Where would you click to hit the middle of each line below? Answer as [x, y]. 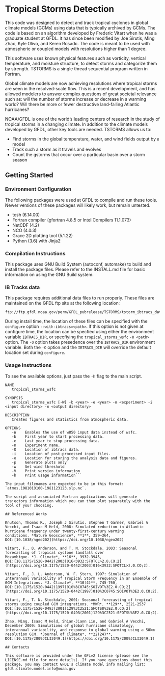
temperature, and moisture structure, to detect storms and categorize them [81, 63]
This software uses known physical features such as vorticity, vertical [76, 58]
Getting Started [29, 175]
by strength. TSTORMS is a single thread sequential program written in [77, 68]
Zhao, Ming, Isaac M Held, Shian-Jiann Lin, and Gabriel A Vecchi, [76, 621]
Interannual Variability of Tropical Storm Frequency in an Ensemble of [81, 578]
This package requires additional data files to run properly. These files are [80, 298]
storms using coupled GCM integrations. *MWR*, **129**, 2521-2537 [76, 604]
